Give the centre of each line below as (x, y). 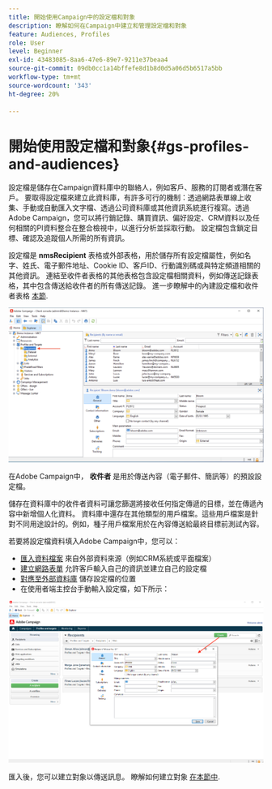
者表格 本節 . (28, 296)
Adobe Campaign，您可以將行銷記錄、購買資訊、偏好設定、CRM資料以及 (131, 218)
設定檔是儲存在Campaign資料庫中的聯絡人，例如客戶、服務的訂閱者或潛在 (132, 187)
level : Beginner (36, 51)
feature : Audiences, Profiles (59, 34)
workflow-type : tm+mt (45, 77)
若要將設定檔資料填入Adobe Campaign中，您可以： (94, 541)
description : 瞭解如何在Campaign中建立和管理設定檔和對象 (98, 26)
